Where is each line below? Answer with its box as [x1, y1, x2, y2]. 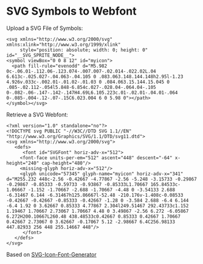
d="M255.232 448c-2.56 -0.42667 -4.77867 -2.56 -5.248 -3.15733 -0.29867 [6, 176, 198, 182]
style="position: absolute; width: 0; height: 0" [19, 47, 148, 53]
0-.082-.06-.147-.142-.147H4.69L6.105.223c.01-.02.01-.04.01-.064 [6, 90, 178, 96]
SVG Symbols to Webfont [6, 4, 137, 18]
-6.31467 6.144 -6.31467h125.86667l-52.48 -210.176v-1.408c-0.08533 [6, 192, 184, 198]
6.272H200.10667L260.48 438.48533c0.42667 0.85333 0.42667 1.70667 [6, 213, 181, 219]
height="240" [6, 160, 40, 166]
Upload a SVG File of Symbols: [6, 24, 83, 32]
